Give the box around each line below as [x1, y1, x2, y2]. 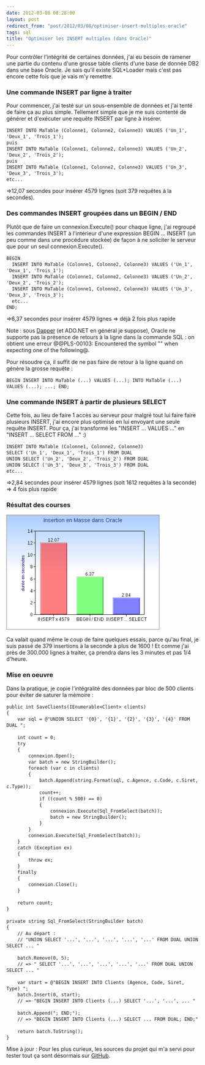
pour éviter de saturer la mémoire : [6, 691, 94, 698]
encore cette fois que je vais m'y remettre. [6, 73, 113, 80]
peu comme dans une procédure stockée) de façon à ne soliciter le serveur [6, 236, 196, 243]
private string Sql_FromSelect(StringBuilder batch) [6, 918, 144, 924]
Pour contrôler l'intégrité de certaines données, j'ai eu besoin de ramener [6, 53, 192, 61]
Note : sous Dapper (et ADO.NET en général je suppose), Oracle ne [6, 326, 176, 334]
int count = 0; [17, 734, 56, 740]
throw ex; [28, 857, 53, 863]
